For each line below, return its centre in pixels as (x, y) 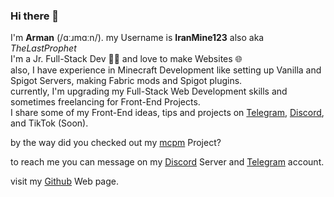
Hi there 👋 (35, 16)
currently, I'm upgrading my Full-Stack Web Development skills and (149, 91)
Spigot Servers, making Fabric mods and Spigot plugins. (126, 81)
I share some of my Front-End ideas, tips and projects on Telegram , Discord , (167, 113)
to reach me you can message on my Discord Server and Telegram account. (167, 162)
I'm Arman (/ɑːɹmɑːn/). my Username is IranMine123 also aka (137, 38)
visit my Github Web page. (65, 181)
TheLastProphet (43, 48)
